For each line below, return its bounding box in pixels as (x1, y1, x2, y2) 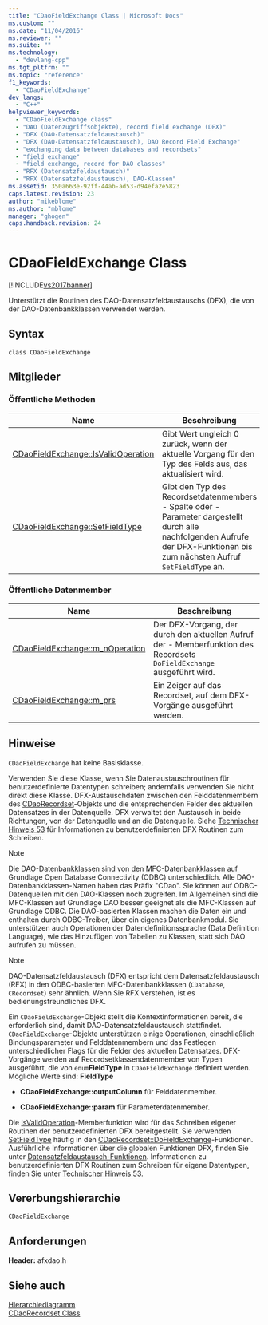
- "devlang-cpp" (15, 57, 69, 65)
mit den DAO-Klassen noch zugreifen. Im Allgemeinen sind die (53, 889, 258, 899)
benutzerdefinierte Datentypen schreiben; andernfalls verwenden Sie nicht (8, 781, 254, 791)
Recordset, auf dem (152, 690, 227, 701)
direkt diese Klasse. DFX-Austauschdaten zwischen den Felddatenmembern (8, 790, 258, 800)
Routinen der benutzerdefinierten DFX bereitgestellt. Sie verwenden (8, 1126, 231, 1136)
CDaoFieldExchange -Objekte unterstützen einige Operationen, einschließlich (8, 1029, 255, 1038)
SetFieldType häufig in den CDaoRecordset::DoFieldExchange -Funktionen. (8, 1134, 254, 1144)
